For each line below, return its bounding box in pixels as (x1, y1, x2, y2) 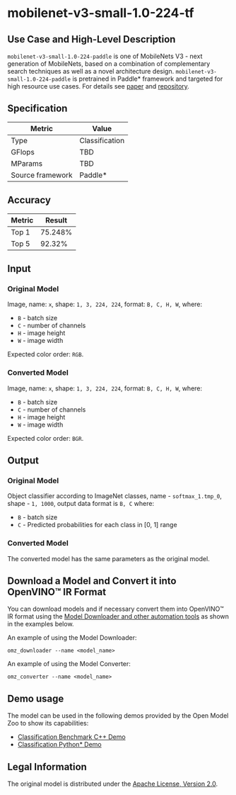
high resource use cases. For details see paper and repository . (7, 82, 189, 90)
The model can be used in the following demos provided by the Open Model (7, 711, 229, 720)
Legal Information (7, 760, 87, 773)
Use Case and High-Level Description (7, 33, 176, 45)
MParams (11, 158, 43, 168)
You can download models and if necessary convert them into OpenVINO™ (7, 604, 224, 614)
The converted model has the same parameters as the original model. (7, 554, 210, 563)
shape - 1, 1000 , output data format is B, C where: (7, 500, 154, 508)
